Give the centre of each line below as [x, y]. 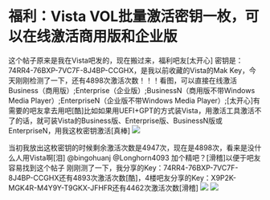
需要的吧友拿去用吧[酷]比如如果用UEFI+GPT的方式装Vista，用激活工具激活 [131, 110]
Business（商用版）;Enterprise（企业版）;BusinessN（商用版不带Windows [132, 90]
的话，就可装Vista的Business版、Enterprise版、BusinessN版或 [119, 120]
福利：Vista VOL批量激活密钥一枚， [127, 16]
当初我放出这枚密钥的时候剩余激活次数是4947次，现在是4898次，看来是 [128, 147]
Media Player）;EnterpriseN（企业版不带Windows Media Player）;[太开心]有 [135, 100]
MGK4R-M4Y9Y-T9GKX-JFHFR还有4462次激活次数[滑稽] [104, 188]
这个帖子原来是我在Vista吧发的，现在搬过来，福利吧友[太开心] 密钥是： [126, 60]
